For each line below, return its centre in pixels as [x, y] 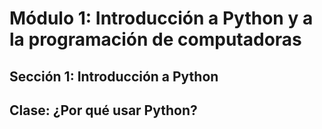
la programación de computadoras [155, 39]
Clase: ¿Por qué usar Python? [103, 110]
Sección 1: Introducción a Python [114, 76]
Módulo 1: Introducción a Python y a [161, 18]
